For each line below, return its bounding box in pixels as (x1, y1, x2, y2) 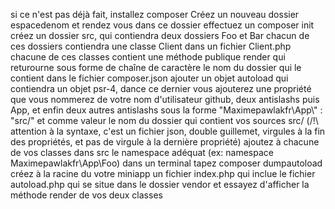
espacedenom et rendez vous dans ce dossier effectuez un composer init (10, 19, 315, 31)
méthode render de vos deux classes (10, 189, 163, 201)
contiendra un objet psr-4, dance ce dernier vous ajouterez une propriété (10, 83, 312, 94)
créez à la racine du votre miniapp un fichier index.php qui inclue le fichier (10, 168, 316, 179)
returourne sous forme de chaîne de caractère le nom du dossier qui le (10, 62, 302, 73)
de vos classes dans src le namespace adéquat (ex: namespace (10, 147, 274, 158)
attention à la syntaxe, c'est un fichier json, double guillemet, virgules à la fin (10, 125, 326, 137)
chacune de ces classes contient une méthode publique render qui (10, 51, 286, 63)
